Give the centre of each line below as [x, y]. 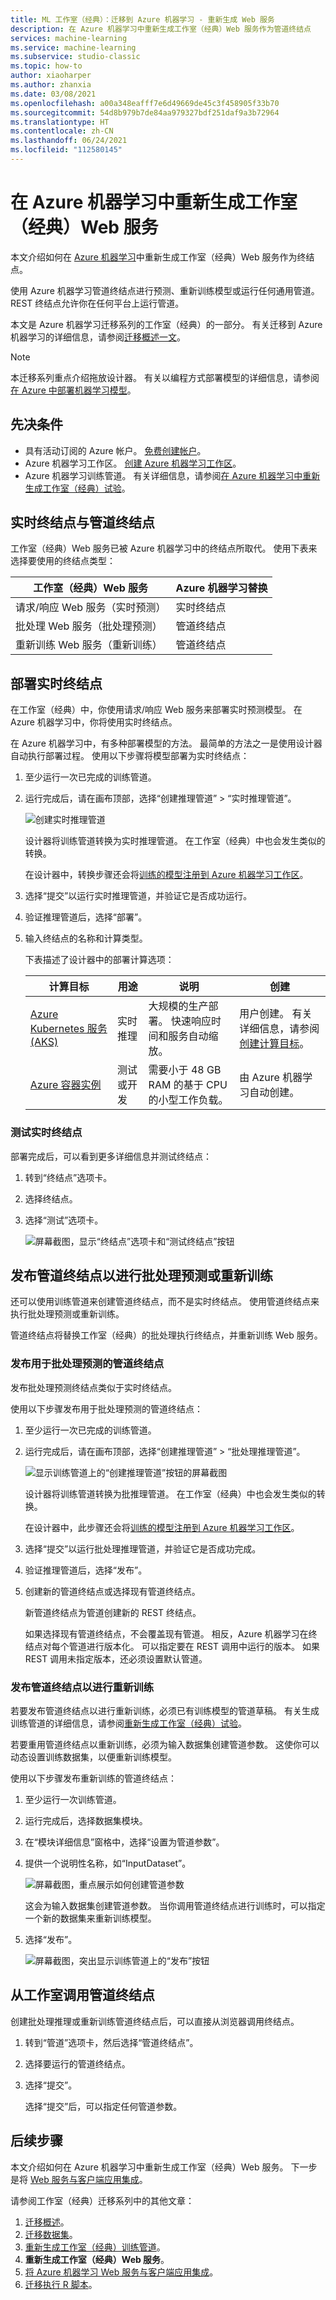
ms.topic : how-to [46, 66]
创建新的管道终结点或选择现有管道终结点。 [112, 1591]
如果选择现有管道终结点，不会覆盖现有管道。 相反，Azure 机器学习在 [166, 1633]
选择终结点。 [51, 1198]
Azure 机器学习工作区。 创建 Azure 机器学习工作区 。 [133, 463]
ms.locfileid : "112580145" [66, 150]
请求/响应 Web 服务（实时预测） [91, 608]
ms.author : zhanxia [51, 85]
